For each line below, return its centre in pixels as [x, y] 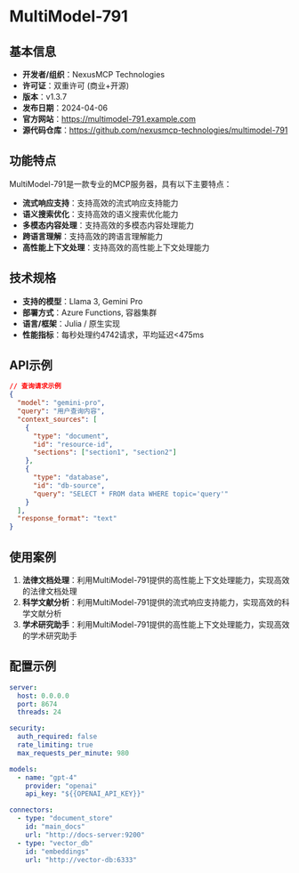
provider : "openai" [61, 786]
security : [28, 728]
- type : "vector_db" [55, 843]
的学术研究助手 [49, 635]
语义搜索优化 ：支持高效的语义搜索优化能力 [100, 214]
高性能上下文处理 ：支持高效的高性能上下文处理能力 [116, 247]
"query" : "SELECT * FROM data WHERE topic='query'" [130, 494]
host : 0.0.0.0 [43, 696]
